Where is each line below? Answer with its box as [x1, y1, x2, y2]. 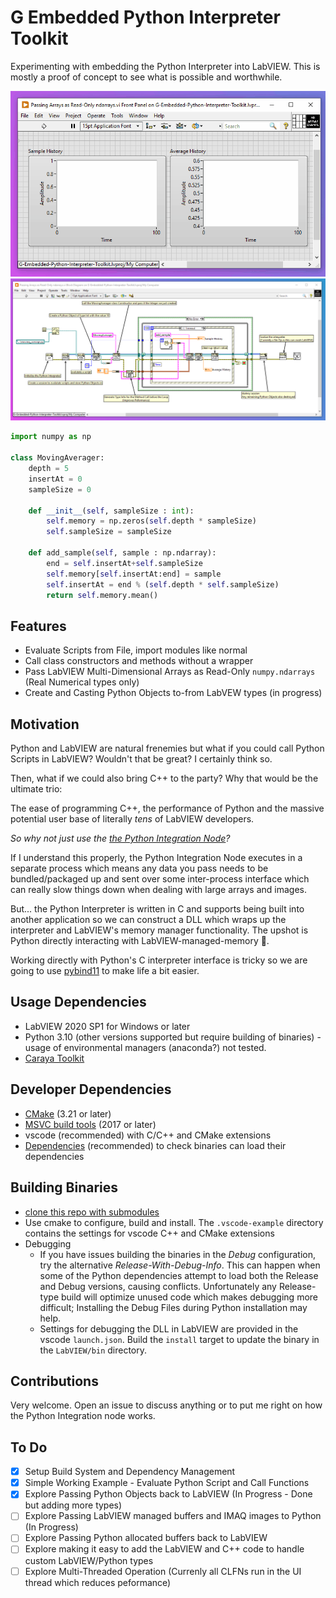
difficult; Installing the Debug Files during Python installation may [39, 1301, 308, 1313]
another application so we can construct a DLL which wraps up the [10, 914, 287, 926]
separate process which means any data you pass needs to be [10, 862, 269, 875]
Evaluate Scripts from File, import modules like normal [24, 644, 248, 656]
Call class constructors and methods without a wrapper [24, 655, 254, 667]
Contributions [10, 1372, 99, 1390]
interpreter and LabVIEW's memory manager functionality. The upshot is [10, 924, 309, 936]
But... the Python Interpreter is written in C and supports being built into [10, 903, 305, 915]
